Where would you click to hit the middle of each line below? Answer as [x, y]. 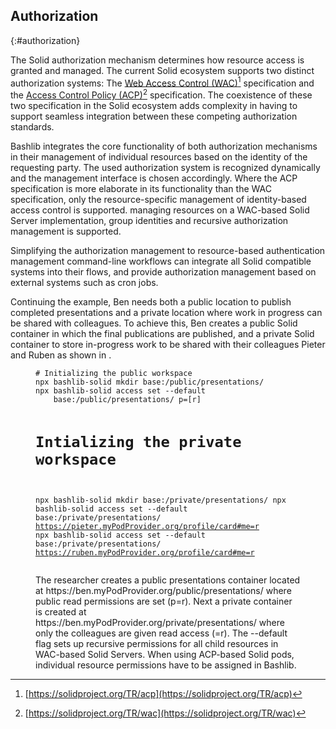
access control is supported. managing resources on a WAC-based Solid [160, 210]
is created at [61, 612]
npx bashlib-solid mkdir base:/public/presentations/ [150, 382]
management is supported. [66, 231]
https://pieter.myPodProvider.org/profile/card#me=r [147, 527]
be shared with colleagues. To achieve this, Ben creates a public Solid [154, 323]
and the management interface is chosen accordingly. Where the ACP [154, 178]
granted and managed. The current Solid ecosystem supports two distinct [162, 70]
